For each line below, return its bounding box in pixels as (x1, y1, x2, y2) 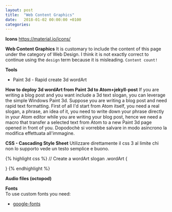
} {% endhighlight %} (5, 165, 50, 172)
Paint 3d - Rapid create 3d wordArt (12, 76, 87, 83)
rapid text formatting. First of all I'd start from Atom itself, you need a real (5, 103, 160, 109)
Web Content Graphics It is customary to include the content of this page (5, 46, 162, 52)
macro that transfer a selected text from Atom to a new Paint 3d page (5, 119, 152, 126)
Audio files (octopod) (5, 176, 52, 182)
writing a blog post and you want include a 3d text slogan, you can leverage (5, 92, 166, 98)
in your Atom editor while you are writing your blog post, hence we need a (5, 114, 162, 120)
